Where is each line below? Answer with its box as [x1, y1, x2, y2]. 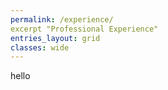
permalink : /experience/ [10, 14, 114, 25]
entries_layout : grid [10, 33, 101, 43]
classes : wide [10, 42, 70, 53]
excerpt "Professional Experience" [10, 24, 159, 34]
